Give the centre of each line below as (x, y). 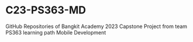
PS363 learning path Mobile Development (56, 32)
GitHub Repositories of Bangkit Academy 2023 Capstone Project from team (96, 26)
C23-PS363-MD (46, 10)
